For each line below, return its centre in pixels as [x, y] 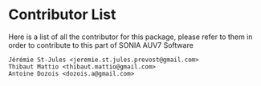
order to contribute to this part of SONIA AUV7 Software [101, 45]
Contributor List [62, 15]
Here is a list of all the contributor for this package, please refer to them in [130, 37]
